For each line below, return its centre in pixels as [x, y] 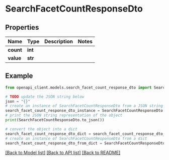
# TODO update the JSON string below [45, 97]
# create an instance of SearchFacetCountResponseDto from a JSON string [84, 106]
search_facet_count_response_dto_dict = [48, 134]
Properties [22, 27]
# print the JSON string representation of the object [64, 115]
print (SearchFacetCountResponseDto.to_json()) [55, 120]
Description [59, 42]
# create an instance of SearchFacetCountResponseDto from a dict [76, 138]
